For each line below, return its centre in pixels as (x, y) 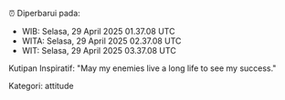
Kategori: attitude (41, 86)
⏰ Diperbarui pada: (45, 13)
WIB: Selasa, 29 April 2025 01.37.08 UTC (98, 31)
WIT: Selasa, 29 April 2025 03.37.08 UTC (99, 50)
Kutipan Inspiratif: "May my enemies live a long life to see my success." (142, 68)
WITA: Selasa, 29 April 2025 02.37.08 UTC (101, 41)
